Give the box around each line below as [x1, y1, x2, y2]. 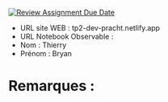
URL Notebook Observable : [19, 32, 114, 41]
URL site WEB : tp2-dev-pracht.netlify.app [19, 23, 160, 32]
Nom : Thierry [19, 40, 67, 50]
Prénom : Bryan [19, 49, 73, 58]
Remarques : [8, 77, 95, 96]
